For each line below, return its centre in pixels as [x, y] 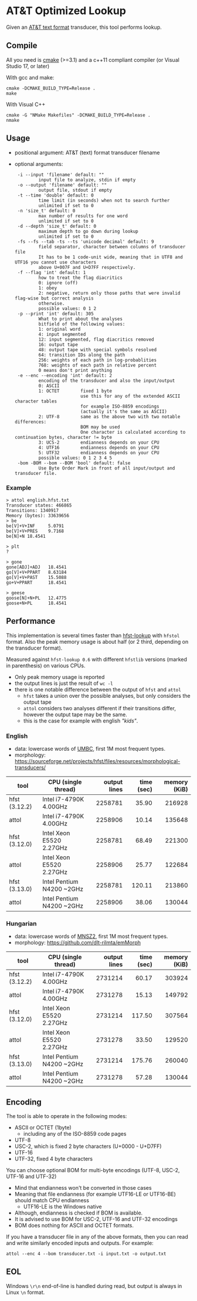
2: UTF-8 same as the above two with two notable [109, 417]
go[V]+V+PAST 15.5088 [36, 577]
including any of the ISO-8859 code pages [75, 1134]
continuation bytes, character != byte [63, 437]
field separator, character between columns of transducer [112, 247]
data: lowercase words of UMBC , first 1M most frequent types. [90, 748]
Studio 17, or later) [28, 66]
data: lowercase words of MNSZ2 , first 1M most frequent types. [91, 936]
